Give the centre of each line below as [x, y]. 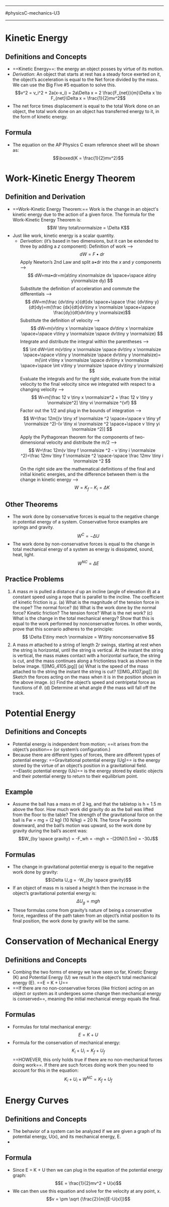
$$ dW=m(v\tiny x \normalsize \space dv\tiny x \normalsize [92, 328]
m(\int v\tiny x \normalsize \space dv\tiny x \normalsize [92, 360]
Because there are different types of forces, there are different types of [86, 755]
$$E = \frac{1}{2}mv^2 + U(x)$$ [88, 1183]
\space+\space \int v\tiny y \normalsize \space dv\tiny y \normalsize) [92, 365]
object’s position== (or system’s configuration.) [61, 749]
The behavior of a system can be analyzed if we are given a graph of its [87, 1131]
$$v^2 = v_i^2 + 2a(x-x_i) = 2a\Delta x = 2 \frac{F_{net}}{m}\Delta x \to [88, 93]
